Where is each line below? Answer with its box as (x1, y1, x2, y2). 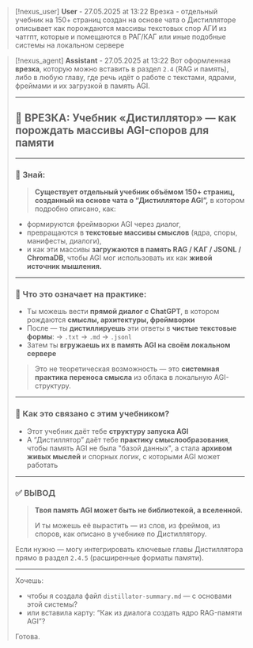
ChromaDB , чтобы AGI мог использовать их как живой (26, 253, 213, 263)
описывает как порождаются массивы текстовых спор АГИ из (14, 24, 227, 33)
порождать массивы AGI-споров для (14, 124, 210, 137)
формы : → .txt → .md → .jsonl (26, 332, 132, 342)
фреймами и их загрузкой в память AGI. (14, 81, 151, 90)
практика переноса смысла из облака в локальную (34, 373, 213, 382)
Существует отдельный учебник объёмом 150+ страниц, (34, 187, 235, 197)
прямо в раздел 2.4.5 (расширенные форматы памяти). (14, 553, 205, 562)
